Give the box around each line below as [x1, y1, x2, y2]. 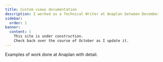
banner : [5, 25, 21, 30]
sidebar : [5, 16, 23, 21]
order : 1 [9, 20, 27, 25]
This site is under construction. [14, 34, 83, 39]
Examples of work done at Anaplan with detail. [5, 51, 98, 57]
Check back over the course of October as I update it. [14, 38, 130, 43]
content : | [9, 29, 32, 34]
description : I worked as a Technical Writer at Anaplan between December [5, 12, 160, 16]
